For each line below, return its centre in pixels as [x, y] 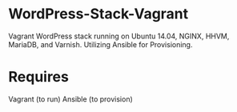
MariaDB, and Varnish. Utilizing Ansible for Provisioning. [100, 44]
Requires [39, 77]
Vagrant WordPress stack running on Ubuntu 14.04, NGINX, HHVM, [119, 36]
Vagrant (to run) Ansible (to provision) [71, 99]
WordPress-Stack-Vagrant [98, 14]
